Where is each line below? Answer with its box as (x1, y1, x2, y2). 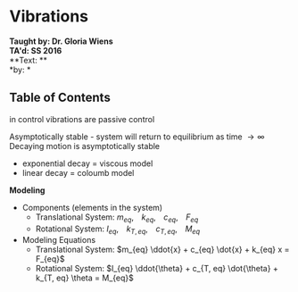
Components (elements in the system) (21, 202, 163, 213)
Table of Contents (9, 90, 112, 105)
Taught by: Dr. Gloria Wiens (9, 36, 113, 46)
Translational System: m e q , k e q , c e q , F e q (35, 212, 199, 224)
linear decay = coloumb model (21, 167, 135, 178)
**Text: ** (9, 54, 47, 65)
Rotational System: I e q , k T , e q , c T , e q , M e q (35, 223, 201, 236)
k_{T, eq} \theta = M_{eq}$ (35, 272, 134, 283)
